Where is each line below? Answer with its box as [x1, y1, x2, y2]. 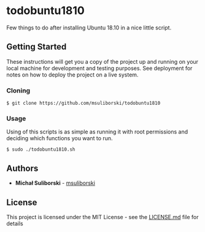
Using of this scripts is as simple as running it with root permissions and [6, 128, 188, 135]
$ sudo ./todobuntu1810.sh [6, 146, 75, 153]
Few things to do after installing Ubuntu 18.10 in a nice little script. [6, 24, 172, 31]
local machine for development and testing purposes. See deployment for [6, 64, 193, 72]
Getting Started [6, 42, 67, 52]
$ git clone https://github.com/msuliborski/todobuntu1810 [6, 100, 161, 107]
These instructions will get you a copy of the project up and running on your [6, 58, 198, 65]
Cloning [6, 86, 31, 95]
